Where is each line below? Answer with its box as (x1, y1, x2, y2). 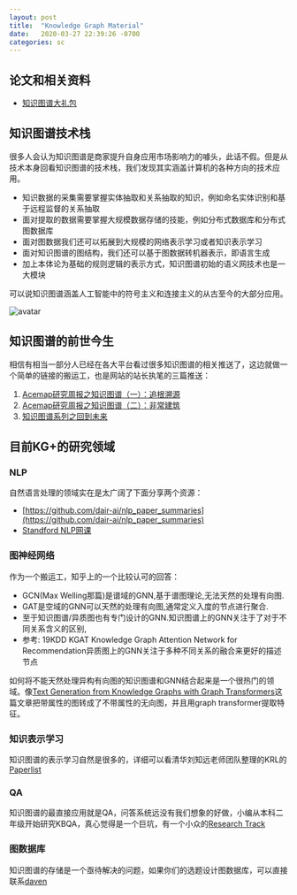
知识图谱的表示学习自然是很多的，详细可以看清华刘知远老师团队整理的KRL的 (9, 753, 287, 765)
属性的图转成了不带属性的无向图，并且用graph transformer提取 (47, 697, 278, 708)
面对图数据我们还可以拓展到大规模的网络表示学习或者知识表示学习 (21, 236, 263, 247)
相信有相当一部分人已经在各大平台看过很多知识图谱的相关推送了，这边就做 (9, 359, 280, 370)
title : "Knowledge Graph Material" (9, 21, 144, 30)
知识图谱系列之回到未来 (21, 410, 108, 421)
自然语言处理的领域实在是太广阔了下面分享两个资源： (9, 487, 203, 498)
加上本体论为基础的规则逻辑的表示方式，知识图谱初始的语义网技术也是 (21, 258, 278, 269)
